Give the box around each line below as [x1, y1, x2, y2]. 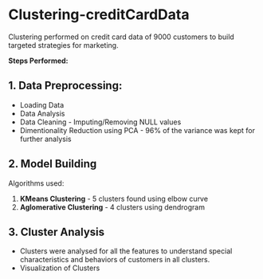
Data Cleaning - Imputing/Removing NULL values [19, 117, 182, 127]
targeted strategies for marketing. [8, 40, 119, 49]
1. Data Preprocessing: [8, 79, 123, 92]
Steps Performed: [8, 56, 69, 65]
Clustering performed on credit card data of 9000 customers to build [8, 32, 235, 41]
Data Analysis [19, 108, 65, 118]
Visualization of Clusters [19, 263, 100, 273]
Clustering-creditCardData [8, 6, 190, 24]
